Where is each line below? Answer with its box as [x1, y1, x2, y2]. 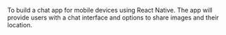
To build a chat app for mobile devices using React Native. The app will [7, 6, 213, 14]
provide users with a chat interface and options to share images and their [7, 13, 219, 22]
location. [7, 21, 33, 29]
